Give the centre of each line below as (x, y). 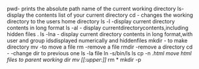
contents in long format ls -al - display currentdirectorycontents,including (98, 28)
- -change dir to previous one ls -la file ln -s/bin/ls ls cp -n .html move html (99, 53)
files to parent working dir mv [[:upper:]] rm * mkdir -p (74, 60)
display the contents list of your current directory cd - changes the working (100, 15)
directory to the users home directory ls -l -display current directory (91, 21)
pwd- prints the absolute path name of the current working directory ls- (95, 9)
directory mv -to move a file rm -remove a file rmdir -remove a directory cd (100, 47)
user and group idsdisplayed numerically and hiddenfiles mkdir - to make (97, 40)
